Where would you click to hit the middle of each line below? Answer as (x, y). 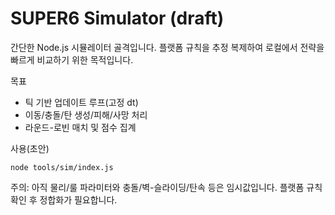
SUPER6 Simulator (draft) (117, 18)
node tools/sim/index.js (62, 167)
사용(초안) (30, 148)
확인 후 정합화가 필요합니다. (64, 199)
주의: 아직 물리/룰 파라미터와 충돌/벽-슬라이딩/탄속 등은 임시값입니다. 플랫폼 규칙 (166, 187)
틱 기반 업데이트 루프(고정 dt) (81, 102)
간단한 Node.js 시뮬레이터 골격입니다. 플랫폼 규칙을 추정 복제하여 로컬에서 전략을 (167, 47)
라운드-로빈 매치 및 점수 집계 (80, 127)
